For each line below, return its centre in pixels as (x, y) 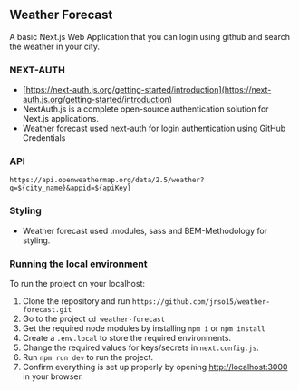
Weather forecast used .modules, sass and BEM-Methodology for (145, 230)
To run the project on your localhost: (77, 283)
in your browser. (53, 376)
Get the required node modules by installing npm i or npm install (144, 328)
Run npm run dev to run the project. (88, 357)
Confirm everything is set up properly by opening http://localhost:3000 (155, 367)
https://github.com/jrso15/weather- (201, 302)
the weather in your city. (55, 46)
